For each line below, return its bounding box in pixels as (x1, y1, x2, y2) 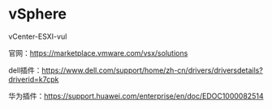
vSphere (8, 5, 67, 23)
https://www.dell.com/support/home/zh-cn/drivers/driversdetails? (41, 65, 264, 75)
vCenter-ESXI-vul (8, 31, 67, 41)
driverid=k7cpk (8, 74, 59, 84)
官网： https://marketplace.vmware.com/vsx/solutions (8, 48, 188, 57)
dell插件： (8, 65, 42, 75)
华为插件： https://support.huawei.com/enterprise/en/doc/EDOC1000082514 (8, 90, 264, 101)
